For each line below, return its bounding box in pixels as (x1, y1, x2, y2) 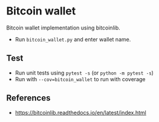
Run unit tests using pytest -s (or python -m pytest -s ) (15, 69, 154, 76)
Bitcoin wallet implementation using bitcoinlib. (6, 24, 121, 31)
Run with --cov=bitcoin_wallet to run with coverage (15, 75, 146, 82)
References (6, 93, 51, 103)
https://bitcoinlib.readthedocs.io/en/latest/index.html (15, 109, 147, 116)
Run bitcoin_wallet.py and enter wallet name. (15, 35, 131, 43)
